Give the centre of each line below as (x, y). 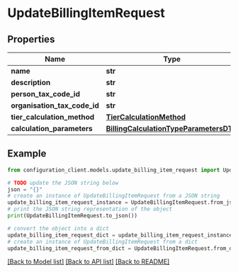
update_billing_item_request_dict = (61, 235)
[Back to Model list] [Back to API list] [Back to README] (89, 262)
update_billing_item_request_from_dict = (69, 248)
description (31, 83)
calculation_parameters (52, 129)
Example (27, 154)
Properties (31, 39)
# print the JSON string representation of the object (90, 209)
